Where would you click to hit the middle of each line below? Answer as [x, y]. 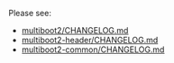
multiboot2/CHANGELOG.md [75, 30]
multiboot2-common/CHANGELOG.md [93, 49]
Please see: [30, 13]
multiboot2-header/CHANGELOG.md [90, 40]
